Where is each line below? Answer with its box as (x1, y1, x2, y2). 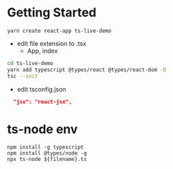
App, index (27, 47, 58, 55)
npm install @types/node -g (7, 150, 88, 157)
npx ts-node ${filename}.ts (7, 156, 88, 163)
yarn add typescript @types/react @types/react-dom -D (7, 66, 167, 73)
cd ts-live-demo (7, 60, 53, 66)
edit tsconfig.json (16, 85, 66, 93)
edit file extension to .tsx (16, 39, 87, 47)
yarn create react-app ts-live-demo (7, 27, 111, 34)
